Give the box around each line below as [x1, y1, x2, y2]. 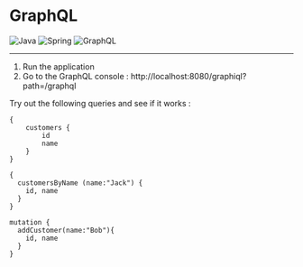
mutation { [9, 217, 50, 226]
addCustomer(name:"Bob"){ [17, 226, 115, 235]
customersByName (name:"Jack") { [17, 178, 143, 188]
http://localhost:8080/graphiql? [130, 70, 247, 81]
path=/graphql [22, 80, 77, 91]
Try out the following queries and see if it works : [9, 97, 191, 108]
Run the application [22, 60, 95, 72]
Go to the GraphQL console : [22, 70, 129, 81]
